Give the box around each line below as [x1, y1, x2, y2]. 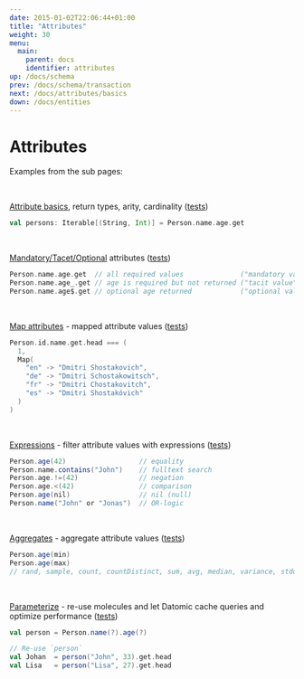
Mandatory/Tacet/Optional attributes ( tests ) [9, 252, 172, 263]
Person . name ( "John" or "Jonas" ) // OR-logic [9, 499, 184, 508]
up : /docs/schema [9, 72, 75, 81]
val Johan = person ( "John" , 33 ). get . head [9, 653, 172, 662]
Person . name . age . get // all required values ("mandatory [9, 270, 285, 279]
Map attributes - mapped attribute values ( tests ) [9, 320, 189, 331]
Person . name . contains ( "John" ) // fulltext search [9, 465, 213, 475]
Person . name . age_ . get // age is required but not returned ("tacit [9, 278, 270, 288]
